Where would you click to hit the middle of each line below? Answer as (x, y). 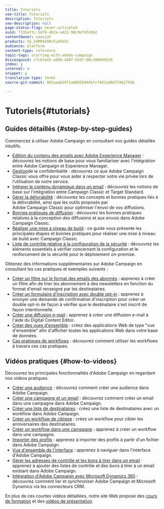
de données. (25, 335)
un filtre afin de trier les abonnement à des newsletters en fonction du (82, 283)
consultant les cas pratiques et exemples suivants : (57, 269)
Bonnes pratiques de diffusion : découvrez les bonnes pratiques (77, 212)
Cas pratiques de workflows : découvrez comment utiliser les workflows (85, 341)
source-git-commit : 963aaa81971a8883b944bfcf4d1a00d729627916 (70, 82)
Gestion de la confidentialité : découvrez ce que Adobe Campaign (78, 171)
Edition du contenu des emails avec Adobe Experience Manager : (78, 155)
